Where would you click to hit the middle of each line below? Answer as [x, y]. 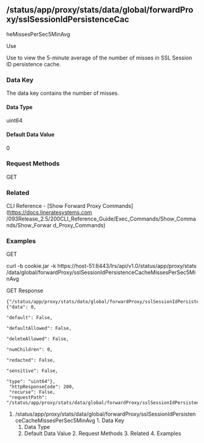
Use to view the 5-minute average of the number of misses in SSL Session [99, 58]
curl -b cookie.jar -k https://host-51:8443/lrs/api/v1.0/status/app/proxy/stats [101, 266]
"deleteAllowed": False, [38, 339]
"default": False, [29, 318]
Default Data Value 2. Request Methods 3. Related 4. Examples [103, 433]
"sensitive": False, [32, 371]
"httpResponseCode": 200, [42, 387]
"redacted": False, [31, 360]
